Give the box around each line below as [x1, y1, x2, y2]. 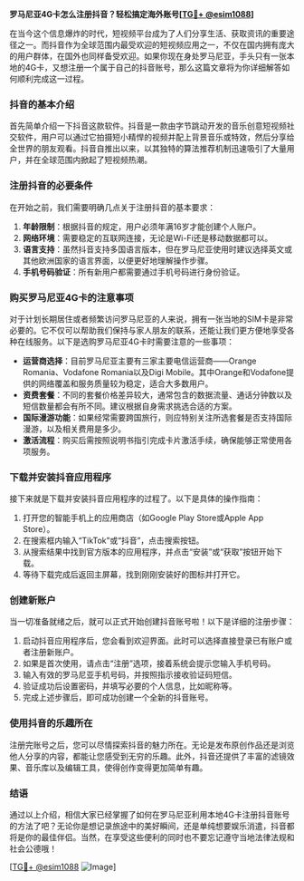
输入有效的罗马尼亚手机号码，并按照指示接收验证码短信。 [22, 670, 237, 681]
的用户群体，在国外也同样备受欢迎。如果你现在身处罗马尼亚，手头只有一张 [9, 51, 287, 62]
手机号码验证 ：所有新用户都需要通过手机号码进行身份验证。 [22, 266, 245, 277]
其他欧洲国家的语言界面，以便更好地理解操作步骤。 [22, 255, 214, 266]
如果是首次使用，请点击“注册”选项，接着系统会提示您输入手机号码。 [22, 658, 276, 669]
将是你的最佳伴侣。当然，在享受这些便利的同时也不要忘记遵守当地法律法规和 [9, 832, 295, 843]
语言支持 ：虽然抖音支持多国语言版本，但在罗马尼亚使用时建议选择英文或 [22, 244, 292, 255]
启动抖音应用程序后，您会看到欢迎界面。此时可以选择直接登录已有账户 [22, 635, 285, 646]
